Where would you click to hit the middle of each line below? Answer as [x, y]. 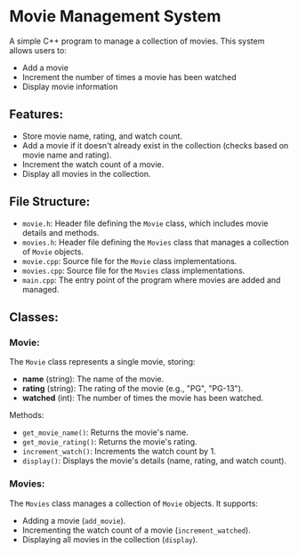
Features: [36, 114]
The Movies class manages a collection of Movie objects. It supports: [133, 503]
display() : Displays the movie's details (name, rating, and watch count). [154, 461]
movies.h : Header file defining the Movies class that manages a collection [155, 242]
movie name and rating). [67, 155]
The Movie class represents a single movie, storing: [102, 362]
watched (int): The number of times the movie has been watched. [143, 398]
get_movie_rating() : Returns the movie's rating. [109, 442]
